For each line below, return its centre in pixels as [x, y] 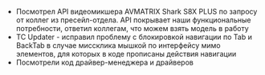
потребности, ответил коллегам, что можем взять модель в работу [132, 28]
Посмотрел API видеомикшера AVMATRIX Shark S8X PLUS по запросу [137, 12]
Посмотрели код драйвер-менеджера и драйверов [105, 62]
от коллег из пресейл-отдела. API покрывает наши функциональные [133, 20]
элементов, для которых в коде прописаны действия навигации [126, 54]
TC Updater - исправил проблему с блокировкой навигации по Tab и [134, 37]
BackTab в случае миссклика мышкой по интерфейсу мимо [118, 45]
